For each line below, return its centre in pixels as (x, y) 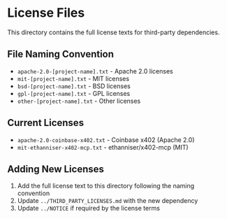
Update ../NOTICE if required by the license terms (89, 209)
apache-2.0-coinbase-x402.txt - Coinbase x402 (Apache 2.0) (106, 140)
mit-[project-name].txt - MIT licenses (73, 78)
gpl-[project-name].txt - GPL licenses (74, 93)
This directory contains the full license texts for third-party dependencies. (113, 32)
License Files (46, 13)
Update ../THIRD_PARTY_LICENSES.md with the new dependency (108, 201)
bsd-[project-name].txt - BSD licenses (74, 86)
